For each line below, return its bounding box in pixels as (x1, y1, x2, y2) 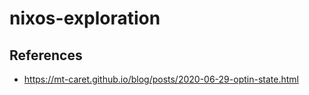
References (9, 47, 83, 64)
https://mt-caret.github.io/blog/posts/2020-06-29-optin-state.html (23, 73, 299, 85)
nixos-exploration (9, 7, 161, 30)
